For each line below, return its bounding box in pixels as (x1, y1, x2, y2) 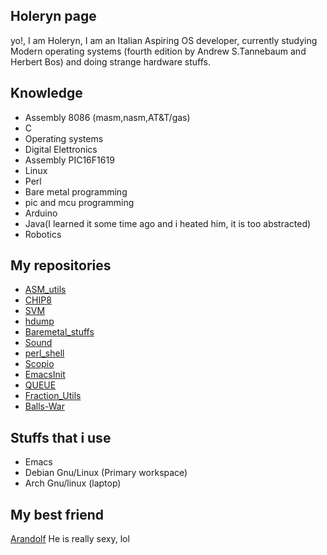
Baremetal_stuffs (24, 326, 95, 338)
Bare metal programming (24, 185, 128, 198)
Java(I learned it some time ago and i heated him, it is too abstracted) (24, 217, 312, 229)
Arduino (24, 207, 58, 219)
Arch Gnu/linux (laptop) (24, 477, 122, 489)
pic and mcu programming (24, 196, 135, 208)
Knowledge (10, 85, 83, 102)
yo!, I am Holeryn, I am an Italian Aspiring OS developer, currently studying (10, 34, 318, 46)
